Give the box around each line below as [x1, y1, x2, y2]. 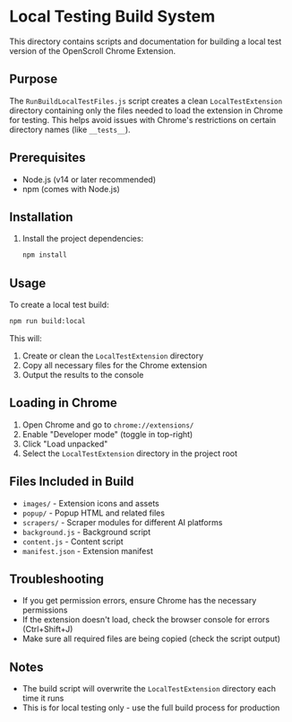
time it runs [21, 693, 64, 704]
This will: [9, 332, 42, 343]
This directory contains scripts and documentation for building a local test [9, 36, 282, 47]
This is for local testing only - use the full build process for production [21, 702, 280, 713]
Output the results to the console [21, 369, 144, 380]
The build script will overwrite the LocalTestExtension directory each [21, 683, 276, 694]
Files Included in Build [9, 474, 134, 489]
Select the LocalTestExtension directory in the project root [21, 447, 238, 459]
